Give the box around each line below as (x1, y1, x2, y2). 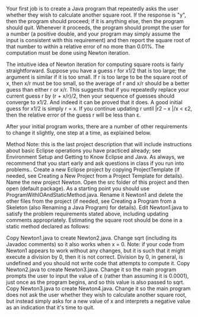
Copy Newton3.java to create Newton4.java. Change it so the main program (6, 285, 191, 292)
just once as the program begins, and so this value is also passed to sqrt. (6, 279, 185, 285)
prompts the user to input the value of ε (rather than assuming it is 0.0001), (6, 272, 189, 279)
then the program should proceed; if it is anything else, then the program (6, 18, 184, 24)
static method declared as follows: (6, 223, 90, 230)
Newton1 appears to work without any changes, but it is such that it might (6, 247, 186, 254)
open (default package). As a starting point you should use (6, 185, 150, 192)
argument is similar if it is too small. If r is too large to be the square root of (6, 74, 188, 80)
